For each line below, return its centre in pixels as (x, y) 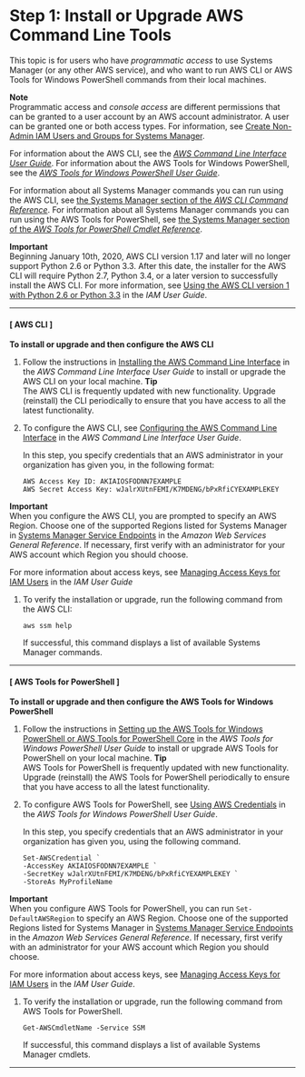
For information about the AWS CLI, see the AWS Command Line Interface (148, 153)
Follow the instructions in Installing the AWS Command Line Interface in (156, 362)
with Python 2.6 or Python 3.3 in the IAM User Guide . (108, 294)
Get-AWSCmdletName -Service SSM (84, 1028)
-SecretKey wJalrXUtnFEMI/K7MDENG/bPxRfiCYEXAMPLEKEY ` (130, 874)
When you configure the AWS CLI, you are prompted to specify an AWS (143, 516)
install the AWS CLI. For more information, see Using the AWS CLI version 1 (149, 285)
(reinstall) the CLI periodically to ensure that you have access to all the (154, 401)
